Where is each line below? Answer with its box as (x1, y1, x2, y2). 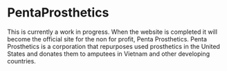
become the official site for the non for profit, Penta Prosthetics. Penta (7, 34, 208, 43)
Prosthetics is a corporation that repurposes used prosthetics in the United (7, 42, 220, 50)
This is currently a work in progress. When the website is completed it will (7, 28, 218, 36)
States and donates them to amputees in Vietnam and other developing (7, 50, 210, 58)
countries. (7, 57, 36, 65)
